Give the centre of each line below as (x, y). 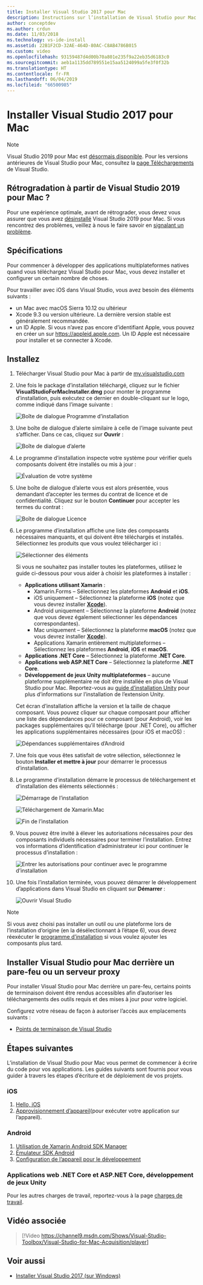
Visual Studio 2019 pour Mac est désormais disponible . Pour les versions (98, 156)
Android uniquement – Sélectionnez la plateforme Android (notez (115, 611)
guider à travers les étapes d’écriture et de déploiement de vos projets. (95, 1076)
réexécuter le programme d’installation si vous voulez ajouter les (87, 937)
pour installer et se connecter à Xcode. (64, 340)
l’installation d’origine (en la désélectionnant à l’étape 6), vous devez (92, 930)
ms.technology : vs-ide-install (46, 40)
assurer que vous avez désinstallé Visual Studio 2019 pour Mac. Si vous (96, 219)
